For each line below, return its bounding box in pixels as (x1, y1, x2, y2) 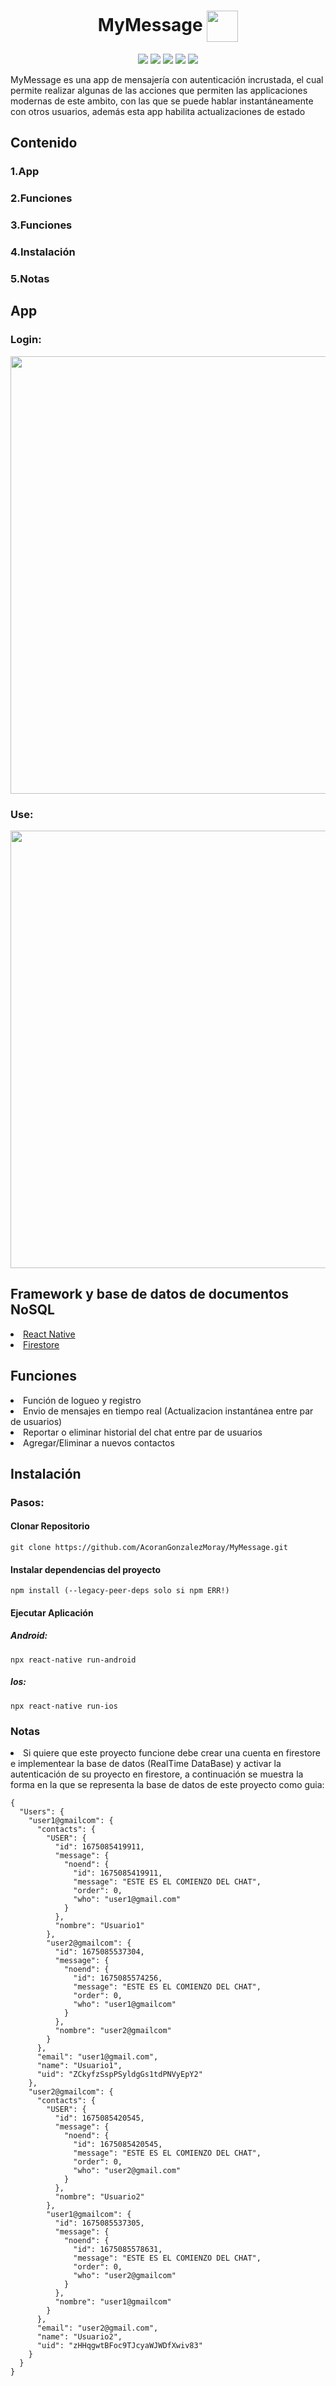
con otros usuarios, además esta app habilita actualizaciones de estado (10, 105, 306, 117)
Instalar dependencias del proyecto (10, 1563, 162, 1575)
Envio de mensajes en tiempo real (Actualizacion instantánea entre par (23, 1405, 314, 1417)
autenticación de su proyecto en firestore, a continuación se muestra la (10, 1768, 304, 1780)
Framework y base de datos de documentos (10, 1286, 290, 1303)
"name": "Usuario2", (36, 2332, 123, 2342)
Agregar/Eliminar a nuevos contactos (23, 1436, 175, 1449)
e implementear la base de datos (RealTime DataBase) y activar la (10, 1758, 282, 1770)
